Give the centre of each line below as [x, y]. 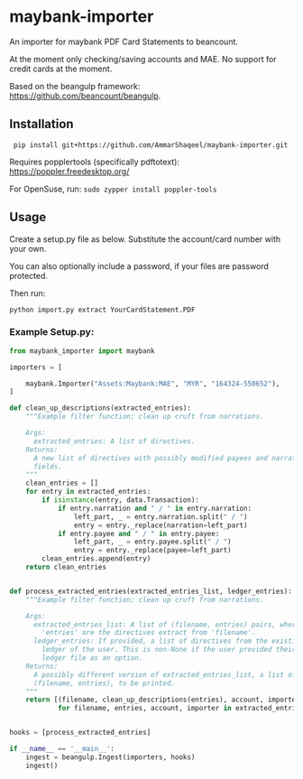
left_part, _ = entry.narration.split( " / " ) [161, 516]
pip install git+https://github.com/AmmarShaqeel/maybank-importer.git [151, 145]
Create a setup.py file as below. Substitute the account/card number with [145, 239]
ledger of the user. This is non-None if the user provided [157, 650]
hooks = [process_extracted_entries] [80, 733]
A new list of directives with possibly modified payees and [151, 458]
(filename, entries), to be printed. [104, 683]
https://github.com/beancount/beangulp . [85, 96]
